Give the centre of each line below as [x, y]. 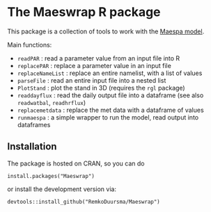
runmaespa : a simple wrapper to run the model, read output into [108, 117]
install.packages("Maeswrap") [51, 176]
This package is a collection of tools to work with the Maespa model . [106, 31]
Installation [32, 147]
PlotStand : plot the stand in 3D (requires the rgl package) [101, 88]
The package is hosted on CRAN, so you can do [76, 163]
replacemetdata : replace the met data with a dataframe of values [110, 110]
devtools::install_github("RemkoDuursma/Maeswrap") [84, 202]
